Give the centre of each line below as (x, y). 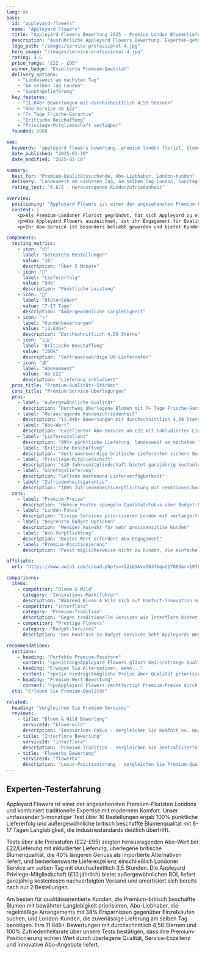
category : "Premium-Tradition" (62, 612)
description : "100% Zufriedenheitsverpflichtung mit (91, 487)
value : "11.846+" (45, 329)
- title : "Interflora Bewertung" (60, 736)
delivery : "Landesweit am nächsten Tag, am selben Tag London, (94, 182)
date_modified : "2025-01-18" (49, 159)
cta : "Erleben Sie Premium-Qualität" (60, 691)
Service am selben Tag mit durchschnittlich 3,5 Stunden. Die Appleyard (96, 867)
